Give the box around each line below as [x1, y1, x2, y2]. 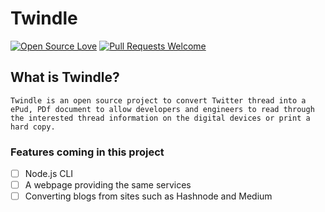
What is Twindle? [10, 69, 120, 86]
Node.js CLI [24, 168, 74, 180]
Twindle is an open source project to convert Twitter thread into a [10, 95, 307, 106]
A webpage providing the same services [24, 179, 192, 191]
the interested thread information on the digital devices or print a [10, 113, 311, 123]
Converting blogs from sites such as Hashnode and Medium [24, 190, 273, 202]
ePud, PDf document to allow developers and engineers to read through [10, 104, 315, 114]
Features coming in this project [10, 145, 165, 159]
